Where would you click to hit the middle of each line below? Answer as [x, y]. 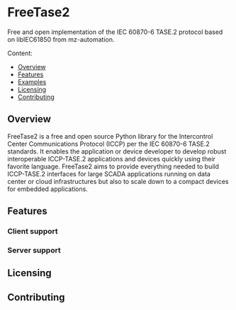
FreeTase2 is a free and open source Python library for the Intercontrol [110, 136]
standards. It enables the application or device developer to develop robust [117, 151]
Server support [34, 250]
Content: [20, 53]
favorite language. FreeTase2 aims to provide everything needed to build [113, 166]
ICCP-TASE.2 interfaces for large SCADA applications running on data [109, 173]
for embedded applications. [48, 189]
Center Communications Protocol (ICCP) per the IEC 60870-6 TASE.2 [109, 144]
